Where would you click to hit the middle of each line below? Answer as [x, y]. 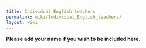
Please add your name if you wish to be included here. [73, 39]
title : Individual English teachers [51, 11]
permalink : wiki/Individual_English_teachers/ [64, 17]
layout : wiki [22, 22]
